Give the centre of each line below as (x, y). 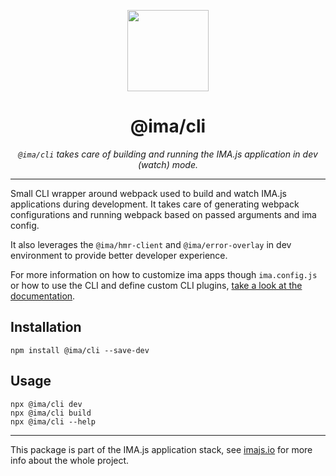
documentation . (43, 296)
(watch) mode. (167, 164)
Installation (46, 327)
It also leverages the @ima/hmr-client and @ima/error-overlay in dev (151, 244)
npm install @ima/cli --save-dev (80, 350)
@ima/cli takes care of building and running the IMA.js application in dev (168, 154)
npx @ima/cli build (51, 413)
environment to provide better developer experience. (119, 255)
